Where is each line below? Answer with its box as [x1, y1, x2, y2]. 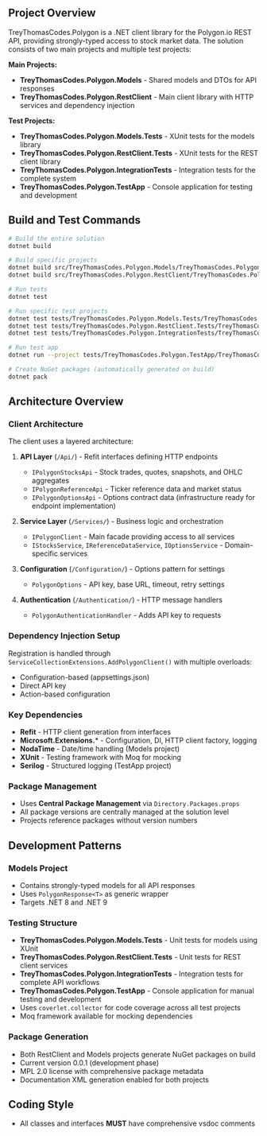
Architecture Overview [8, 395, 124, 409]
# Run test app [8, 343, 59, 352]
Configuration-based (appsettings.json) [19, 672, 150, 682]
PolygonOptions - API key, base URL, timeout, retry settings [31, 580, 225, 589]
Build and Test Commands [8, 214, 141, 227]
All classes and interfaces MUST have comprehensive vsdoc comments [19, 1119, 256, 1128]
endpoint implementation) [31, 501, 117, 511]
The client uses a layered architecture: [8, 436, 133, 446]
